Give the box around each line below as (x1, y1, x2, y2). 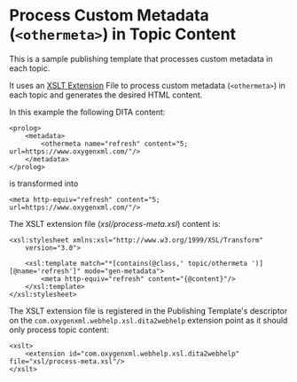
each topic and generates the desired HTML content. (9, 90, 203, 100)
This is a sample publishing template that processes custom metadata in (9, 53, 273, 64)
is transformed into (9, 178, 79, 189)
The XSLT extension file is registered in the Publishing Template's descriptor (9, 305, 288, 316)
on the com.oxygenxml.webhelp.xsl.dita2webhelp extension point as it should (9, 315, 288, 325)
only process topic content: (9, 324, 109, 335)
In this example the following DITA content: (9, 106, 166, 117)
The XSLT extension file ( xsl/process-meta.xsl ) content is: (9, 218, 222, 229)
